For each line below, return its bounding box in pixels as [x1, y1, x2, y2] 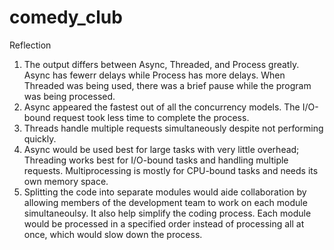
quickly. [23, 132, 57, 145]
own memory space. [23, 175, 109, 187]
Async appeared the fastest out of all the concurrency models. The [23, 101, 301, 113]
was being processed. [23, 90, 116, 102]
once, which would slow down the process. [23, 228, 203, 240]
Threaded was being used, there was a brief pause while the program [23, 79, 312, 91]
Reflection [9, 39, 52, 51]
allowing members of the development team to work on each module [23, 196, 308, 208]
